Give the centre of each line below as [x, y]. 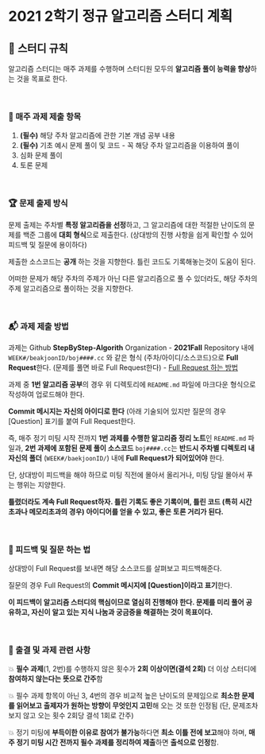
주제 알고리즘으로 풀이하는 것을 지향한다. [71, 288]
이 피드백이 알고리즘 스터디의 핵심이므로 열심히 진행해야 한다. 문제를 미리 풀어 [126, 602]
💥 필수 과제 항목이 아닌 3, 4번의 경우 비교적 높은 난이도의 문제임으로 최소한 [124, 696]
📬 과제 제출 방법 [38, 326]
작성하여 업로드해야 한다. [46, 394]
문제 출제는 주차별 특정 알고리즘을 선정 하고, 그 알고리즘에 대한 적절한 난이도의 [128, 224]
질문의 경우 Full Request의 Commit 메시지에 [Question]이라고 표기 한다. [120, 585]
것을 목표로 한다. [42, 79]
